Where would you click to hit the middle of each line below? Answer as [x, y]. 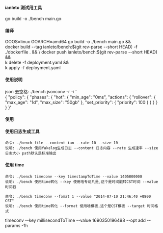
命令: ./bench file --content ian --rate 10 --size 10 [62, 143]
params [13, 225]
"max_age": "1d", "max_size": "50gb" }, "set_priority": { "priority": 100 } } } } [81, 102]
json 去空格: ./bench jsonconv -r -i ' [41, 91]
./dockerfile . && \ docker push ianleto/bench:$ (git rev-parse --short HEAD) [81, 52]
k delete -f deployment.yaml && [37, 63]
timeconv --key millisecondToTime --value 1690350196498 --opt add [75, 220]
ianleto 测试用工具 [24, 7]
